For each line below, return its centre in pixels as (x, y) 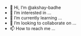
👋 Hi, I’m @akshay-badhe (35, 8)
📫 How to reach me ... (32, 28)
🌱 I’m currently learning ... (36, 18)
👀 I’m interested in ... (30, 13)
